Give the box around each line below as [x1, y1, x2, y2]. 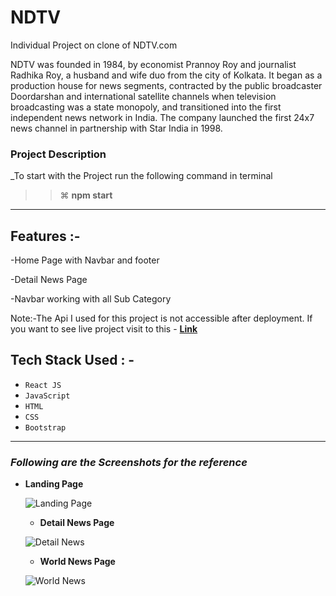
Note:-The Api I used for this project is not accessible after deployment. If [10, 312, 313, 325]
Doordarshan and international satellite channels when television [10, 90, 277, 102]
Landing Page [24, 478, 84, 490]
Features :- [10, 227, 81, 245]
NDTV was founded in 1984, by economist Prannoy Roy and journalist [10, 58, 297, 70]
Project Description [10, 147, 107, 161]
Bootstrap [24, 422, 67, 433]
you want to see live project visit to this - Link [10, 323, 198, 335]
